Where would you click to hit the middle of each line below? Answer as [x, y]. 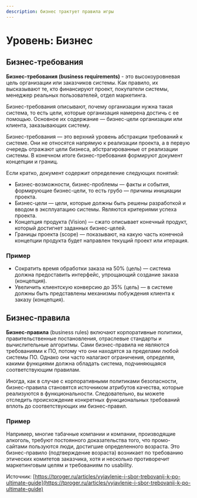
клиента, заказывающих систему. [48, 125]
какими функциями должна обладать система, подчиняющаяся [86, 363]
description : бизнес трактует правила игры [60, 11]
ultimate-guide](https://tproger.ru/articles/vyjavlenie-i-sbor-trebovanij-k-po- [98, 483]
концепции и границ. [32, 161]
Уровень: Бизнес [50, 40]
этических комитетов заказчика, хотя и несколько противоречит [88, 459]
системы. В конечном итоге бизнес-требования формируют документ [94, 155]
